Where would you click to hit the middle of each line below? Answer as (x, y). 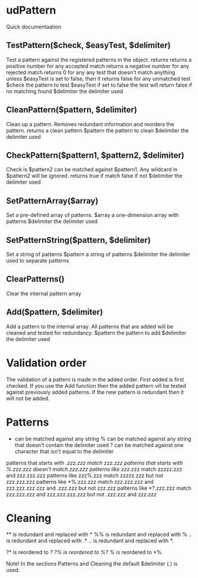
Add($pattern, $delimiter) (55, 312)
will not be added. (28, 398)
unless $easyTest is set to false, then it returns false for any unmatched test (98, 78)
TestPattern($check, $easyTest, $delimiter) (88, 45)
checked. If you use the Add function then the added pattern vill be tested (96, 385)
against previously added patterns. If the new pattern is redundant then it (95, 392)
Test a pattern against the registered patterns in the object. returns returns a (99, 59)
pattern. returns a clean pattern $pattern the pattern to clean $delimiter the (98, 130)
